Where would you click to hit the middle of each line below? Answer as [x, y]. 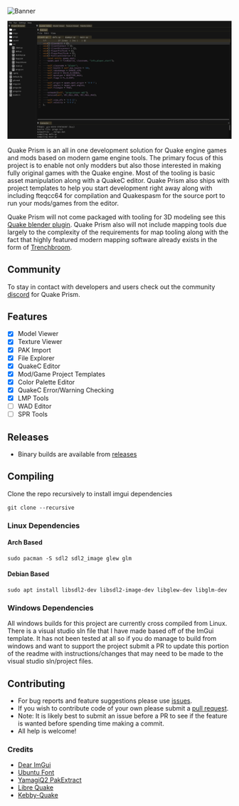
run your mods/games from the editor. [63, 203]
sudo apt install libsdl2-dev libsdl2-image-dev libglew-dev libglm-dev [117, 590]
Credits [20, 750]
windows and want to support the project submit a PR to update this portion [118, 646]
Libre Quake [36, 787]
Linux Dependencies [44, 525]
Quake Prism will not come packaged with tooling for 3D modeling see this [117, 216]
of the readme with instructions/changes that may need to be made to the [116, 654]
